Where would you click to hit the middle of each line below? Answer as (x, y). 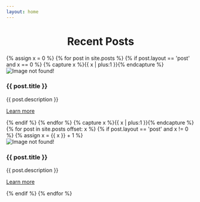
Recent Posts (101, 41)
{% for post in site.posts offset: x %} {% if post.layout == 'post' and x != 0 (97, 129)
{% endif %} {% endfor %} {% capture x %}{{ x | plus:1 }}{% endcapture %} (100, 122)
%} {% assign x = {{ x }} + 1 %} (45, 135)
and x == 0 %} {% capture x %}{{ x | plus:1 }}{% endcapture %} (85, 64)
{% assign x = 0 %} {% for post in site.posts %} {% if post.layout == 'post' (98, 58)
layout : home (22, 12)
